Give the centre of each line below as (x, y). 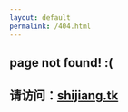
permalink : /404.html (50, 26)
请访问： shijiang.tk (64, 96)
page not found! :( (61, 63)
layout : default (40, 18)
